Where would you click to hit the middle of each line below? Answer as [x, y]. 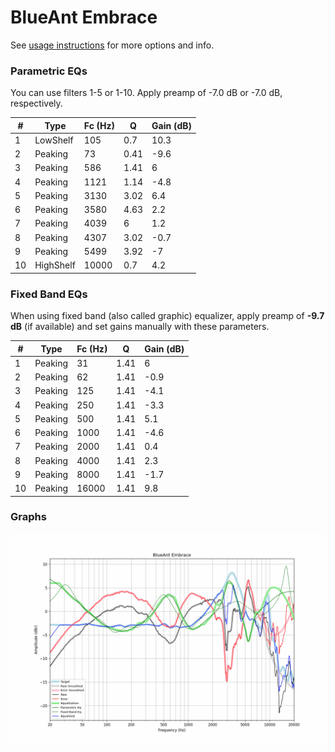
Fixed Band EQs [49, 294]
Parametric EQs [49, 71]
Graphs [28, 517]
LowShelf [54, 140]
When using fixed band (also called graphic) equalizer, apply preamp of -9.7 [167, 316]
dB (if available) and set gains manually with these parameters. [140, 327]
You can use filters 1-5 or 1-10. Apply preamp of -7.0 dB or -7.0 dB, [146, 93]
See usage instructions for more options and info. [112, 45]
